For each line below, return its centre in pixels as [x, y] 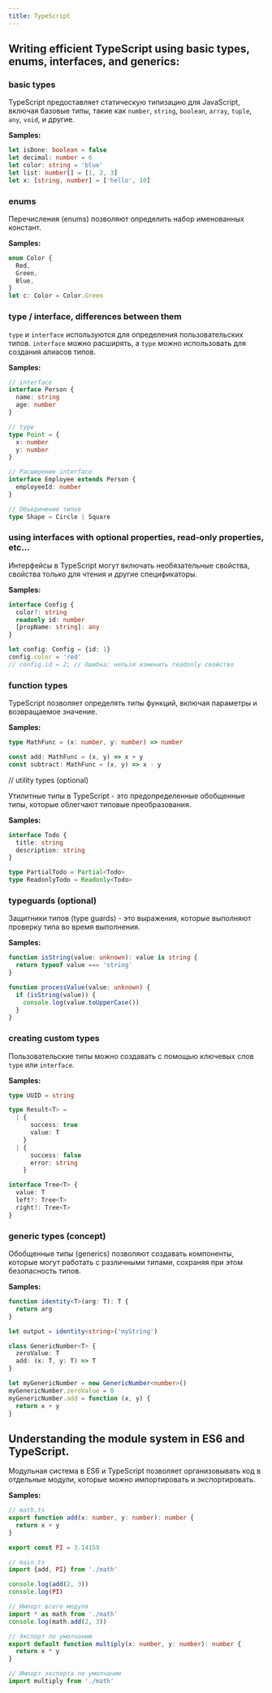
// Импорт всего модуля [49, 1607]
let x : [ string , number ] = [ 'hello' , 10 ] [80, 180]
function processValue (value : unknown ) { [80, 987]
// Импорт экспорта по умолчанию [65, 1674]
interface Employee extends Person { [72, 480]
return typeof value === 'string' [74, 965]
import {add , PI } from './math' [63, 1570]
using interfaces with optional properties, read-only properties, [136, 538]
